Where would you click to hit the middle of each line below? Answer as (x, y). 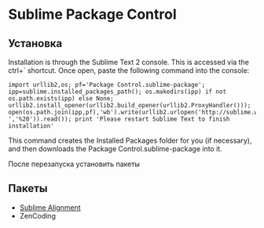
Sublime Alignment (50, 207)
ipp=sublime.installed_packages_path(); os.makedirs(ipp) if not (117, 92)
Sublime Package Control (92, 14)
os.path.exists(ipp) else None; (61, 99)
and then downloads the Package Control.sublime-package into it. (115, 149)
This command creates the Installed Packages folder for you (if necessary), (130, 140)
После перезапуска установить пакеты (74, 164)
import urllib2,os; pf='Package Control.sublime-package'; (107, 85)
